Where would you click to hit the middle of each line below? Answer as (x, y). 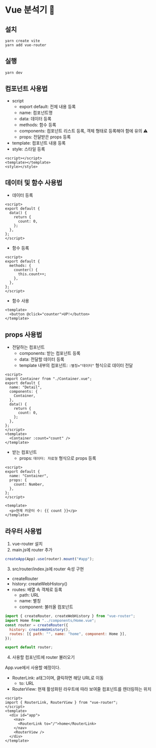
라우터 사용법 (23, 531)
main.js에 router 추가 (32, 550)
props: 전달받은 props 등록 (45, 137)
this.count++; (32, 274)
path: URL (29, 595)
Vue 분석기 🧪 (30, 10)
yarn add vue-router (26, 45)
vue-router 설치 (27, 544)
